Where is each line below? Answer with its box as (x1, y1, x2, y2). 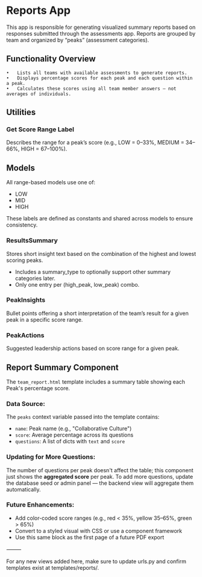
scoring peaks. (6, 257, 43, 264)
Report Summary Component (6, 362, 119, 372)
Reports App (6, 4, 71, 17)
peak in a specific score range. (6, 316, 83, 323)
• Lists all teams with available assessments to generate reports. (6, 70, 188, 76)
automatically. (6, 485, 41, 493)
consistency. (6, 221, 38, 229)
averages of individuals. (6, 91, 71, 97)
